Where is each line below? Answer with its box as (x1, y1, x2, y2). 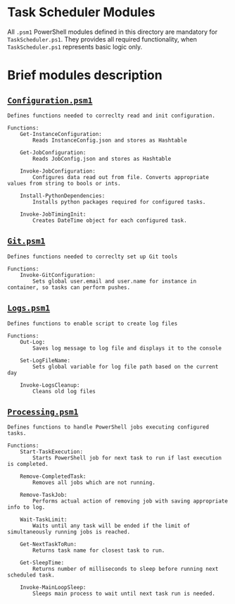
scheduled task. (7, 572, 55, 579)
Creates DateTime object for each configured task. (32, 216, 188, 224)
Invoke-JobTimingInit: (20, 211, 87, 218)
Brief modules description (7, 68, 163, 83)
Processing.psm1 (7, 407, 79, 417)
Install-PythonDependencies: (20, 192, 106, 199)
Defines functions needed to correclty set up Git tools (7, 253, 178, 260)
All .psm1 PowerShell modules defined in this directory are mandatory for (7, 27, 218, 36)
